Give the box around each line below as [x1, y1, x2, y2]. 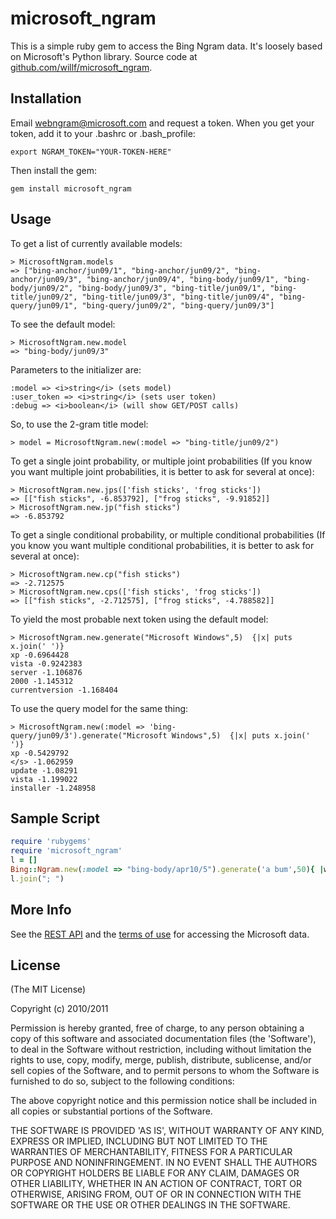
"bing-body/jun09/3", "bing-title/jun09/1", [77, 283, 267, 293]
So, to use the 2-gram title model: [10, 418, 149, 430]
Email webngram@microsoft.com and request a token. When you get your [10, 117, 315, 129]
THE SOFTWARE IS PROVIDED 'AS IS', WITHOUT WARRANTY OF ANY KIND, [10, 1125, 325, 1137]
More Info [10, 902, 72, 919]
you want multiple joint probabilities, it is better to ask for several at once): [10, 465, 315, 477]
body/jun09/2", [10, 283, 74, 293]
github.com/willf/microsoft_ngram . [10, 61, 153, 73]
